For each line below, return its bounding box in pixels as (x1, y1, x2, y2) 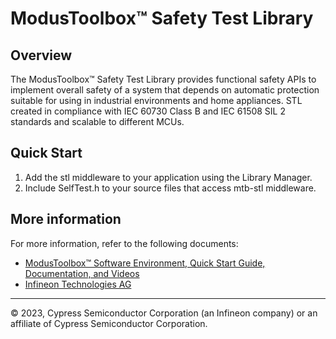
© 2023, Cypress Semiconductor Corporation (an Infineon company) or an (10, 307, 318, 319)
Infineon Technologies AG (24, 278, 132, 290)
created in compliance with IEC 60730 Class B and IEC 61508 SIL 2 (10, 105, 287, 117)
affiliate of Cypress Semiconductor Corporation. (10, 317, 208, 329)
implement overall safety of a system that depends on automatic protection (10, 84, 320, 96)
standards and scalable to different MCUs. (10, 116, 185, 127)
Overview (10, 47, 73, 64)
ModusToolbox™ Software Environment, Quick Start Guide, (24, 257, 266, 269)
